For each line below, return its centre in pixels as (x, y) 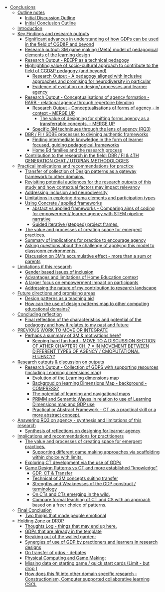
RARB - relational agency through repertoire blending (79, 102)
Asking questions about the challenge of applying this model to (89, 245)
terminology (45, 489)
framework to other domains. (55, 177)
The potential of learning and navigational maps (81, 394)
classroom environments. (51, 251)
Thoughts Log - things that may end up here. (71, 526)
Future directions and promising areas (56, 293)
